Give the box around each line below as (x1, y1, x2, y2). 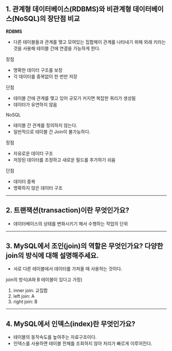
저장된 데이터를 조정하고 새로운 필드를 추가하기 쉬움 (13, 156, 116, 162)
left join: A (13, 293, 35, 299)
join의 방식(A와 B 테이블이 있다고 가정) (6, 276, 83, 283)
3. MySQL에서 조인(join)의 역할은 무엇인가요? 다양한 (6, 242, 163, 250)
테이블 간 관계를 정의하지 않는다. (13, 122, 78, 128)
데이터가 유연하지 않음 (13, 101, 58, 107)
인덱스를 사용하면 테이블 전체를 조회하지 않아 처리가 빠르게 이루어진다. (13, 340, 153, 346)
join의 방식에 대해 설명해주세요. (6, 251, 99, 260)
